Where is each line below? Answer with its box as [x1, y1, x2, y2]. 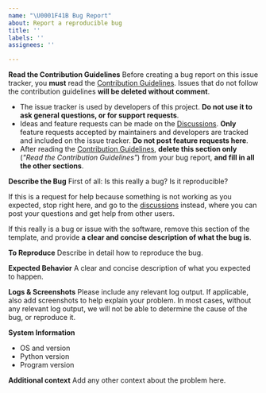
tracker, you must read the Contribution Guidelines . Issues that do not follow [8, 79, 259, 88]
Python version [19, 352, 70, 361]
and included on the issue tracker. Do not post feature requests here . [19, 136, 249, 145]
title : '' [8, 26, 41, 34]
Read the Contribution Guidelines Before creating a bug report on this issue [8, 70, 259, 79]
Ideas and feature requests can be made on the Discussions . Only [19, 119, 237, 129]
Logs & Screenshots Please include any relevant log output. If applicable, [8, 287, 249, 297]
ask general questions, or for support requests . [19, 110, 179, 120]
